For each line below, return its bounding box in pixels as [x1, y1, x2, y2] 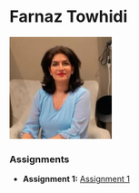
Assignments [9, 152, 70, 165]
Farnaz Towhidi [9, 6, 128, 27]
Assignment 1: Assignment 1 [22, 174, 130, 185]
